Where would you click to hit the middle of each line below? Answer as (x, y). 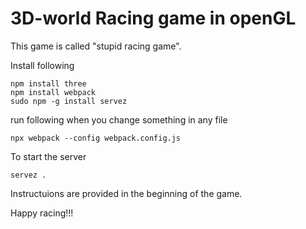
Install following (42, 65)
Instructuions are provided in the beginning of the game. (126, 193)
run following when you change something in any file (119, 119)
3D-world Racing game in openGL (153, 18)
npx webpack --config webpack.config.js (96, 138)
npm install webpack (53, 92)
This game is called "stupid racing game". (96, 46)
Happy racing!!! (42, 213)
